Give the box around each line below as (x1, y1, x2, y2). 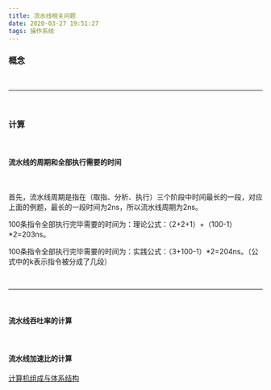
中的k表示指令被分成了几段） (15, 257, 111, 266)
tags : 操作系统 (8, 27, 55, 35)
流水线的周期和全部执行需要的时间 (8, 157, 122, 166)
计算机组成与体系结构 (8, 373, 79, 383)
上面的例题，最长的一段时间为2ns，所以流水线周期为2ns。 (8, 203, 203, 212)
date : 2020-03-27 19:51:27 (8, 19, 99, 27)
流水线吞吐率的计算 (8, 316, 73, 325)
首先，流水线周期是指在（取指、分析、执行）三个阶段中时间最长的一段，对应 (8, 192, 263, 202)
